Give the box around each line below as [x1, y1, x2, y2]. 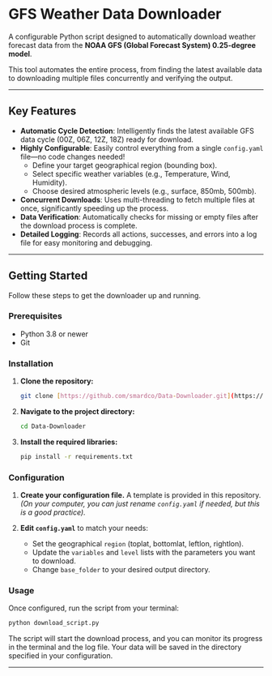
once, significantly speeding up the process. [19, 203, 169, 213]
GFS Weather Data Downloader [8, 5, 222, 24]
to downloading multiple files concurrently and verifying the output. [8, 73, 233, 83]
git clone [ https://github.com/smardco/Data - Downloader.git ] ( [19, 392, 235, 400]
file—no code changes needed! [19, 152, 125, 161]
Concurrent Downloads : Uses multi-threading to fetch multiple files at [19, 195, 255, 204]
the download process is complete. [19, 220, 138, 230]
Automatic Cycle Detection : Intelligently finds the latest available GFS [19, 126, 255, 135]
